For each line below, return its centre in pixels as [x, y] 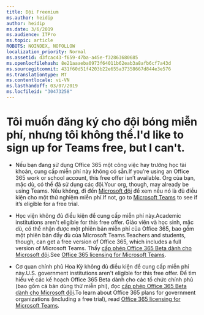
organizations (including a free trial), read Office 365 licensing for [98, 299]
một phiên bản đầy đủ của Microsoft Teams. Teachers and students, [100, 235]
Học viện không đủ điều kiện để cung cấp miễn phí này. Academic [98, 215]
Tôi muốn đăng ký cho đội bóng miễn [102, 122]
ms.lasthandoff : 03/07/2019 [42, 86]
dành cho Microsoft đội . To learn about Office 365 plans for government [105, 292]
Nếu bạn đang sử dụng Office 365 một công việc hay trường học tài [101, 165]
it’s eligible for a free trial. [47, 204]
